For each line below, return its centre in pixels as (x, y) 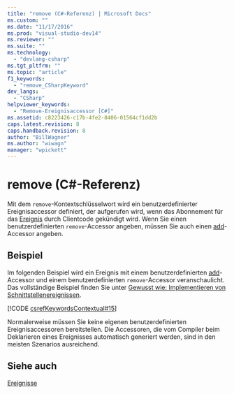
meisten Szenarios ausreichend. (53, 344)
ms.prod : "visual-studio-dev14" (54, 33)
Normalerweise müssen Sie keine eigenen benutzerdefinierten (97, 321)
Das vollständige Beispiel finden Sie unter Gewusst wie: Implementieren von (117, 287)
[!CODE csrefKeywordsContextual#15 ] (62, 308)
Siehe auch (32, 366)
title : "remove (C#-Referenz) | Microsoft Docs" (79, 14)
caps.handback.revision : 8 (46, 131)
